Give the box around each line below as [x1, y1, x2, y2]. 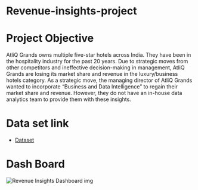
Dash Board [6, 157, 65, 171]
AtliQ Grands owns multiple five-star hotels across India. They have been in [6, 51, 191, 59]
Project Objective [6, 32, 94, 45]
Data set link [6, 117, 69, 130]
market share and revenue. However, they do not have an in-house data [6, 90, 182, 97]
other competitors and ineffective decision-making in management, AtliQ [6, 64, 185, 71]
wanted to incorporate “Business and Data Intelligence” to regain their [6, 83, 178, 90]
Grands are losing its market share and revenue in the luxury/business [6, 71, 178, 78]
